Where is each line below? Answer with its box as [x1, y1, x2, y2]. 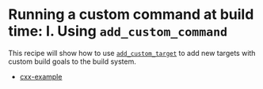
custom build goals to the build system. [8, 57, 136, 66]
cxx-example [19, 72, 63, 81]
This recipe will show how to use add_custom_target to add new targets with [8, 48, 256, 57]
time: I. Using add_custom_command [8, 22, 228, 40]
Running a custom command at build [8, 6, 254, 24]
